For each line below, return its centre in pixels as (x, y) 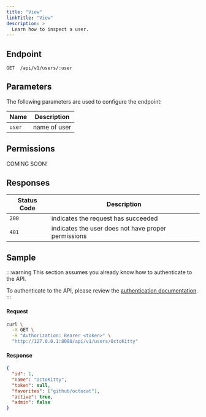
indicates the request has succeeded (105, 218)
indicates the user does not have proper (109, 228)
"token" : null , (31, 385)
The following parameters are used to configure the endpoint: (84, 101)
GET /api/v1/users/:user (39, 68)
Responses (28, 183)
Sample (21, 257)
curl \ (15, 324)
